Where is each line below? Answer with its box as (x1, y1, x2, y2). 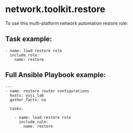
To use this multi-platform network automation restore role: (5, 20, 128, 26)
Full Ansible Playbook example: (5, 71, 106, 79)
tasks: (10, 106, 24, 111)
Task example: (5, 35, 52, 43)
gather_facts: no (10, 97, 47, 102)
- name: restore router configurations (5, 88, 90, 94)
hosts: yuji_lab (10, 93, 44, 98)
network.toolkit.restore (5, 4, 105, 15)
